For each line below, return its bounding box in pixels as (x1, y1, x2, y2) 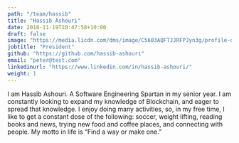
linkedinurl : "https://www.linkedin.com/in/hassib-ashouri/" (7, 63, 193, 70)
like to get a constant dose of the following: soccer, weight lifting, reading (7, 112, 223, 121)
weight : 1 (7, 70, 37, 77)
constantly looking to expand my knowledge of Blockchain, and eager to (7, 97, 219, 105)
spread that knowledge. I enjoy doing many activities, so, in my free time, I (7, 105, 225, 113)
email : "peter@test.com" (7, 57, 81, 64)
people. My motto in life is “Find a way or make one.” (7, 127, 162, 136)
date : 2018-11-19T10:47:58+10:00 (7, 23, 107, 31)
